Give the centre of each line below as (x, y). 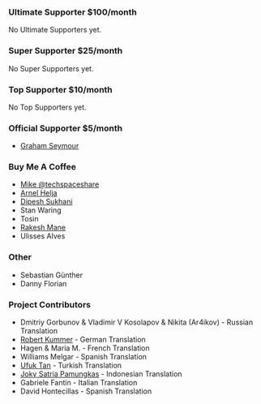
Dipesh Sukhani (46, 202)
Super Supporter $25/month (66, 51)
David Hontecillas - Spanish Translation (86, 391)
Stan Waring (41, 210)
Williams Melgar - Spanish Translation (83, 357)
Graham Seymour (49, 146)
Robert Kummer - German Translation (83, 340)
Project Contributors (50, 304)
